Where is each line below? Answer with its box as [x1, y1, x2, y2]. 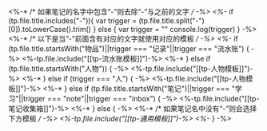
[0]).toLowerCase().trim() [8, 25, 92, 34]
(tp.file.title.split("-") [138, 16, 205, 26]
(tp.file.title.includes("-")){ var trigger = [8, 16, 137, 26]
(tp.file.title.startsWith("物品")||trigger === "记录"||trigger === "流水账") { [8, 44, 249, 54]
